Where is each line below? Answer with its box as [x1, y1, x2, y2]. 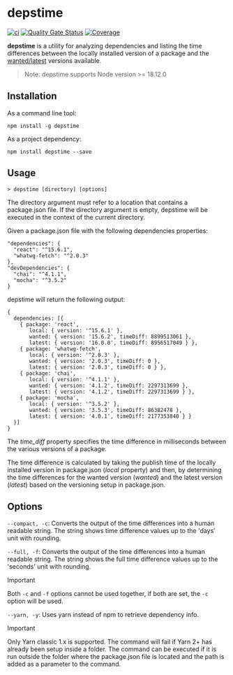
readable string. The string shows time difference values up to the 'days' [7, 527, 216, 535]
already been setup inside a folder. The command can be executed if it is [7, 645, 217, 653]
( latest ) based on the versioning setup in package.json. [7, 481, 166, 489]
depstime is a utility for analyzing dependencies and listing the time [7, 41, 202, 50]
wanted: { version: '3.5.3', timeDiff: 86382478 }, [29, 406, 183, 413]
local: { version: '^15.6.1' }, [29, 327, 123, 334]
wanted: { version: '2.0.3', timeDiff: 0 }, [29, 357, 160, 364]
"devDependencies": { [7, 264, 70, 271]
